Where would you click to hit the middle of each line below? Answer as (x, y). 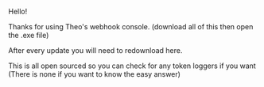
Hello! (18, 11)
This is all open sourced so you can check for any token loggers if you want (132, 66)
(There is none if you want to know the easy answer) (95, 74)
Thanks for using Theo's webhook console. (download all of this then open (131, 26)
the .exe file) (29, 35)
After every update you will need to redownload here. (95, 50)
